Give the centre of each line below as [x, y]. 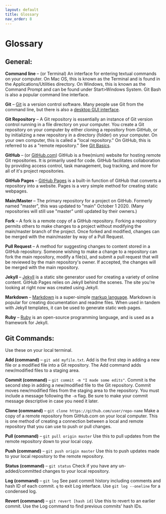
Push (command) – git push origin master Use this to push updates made [82, 451]
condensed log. [21, 491]
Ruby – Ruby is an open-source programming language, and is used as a [80, 318]
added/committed [23, 471]
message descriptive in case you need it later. [52, 401]
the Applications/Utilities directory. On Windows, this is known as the [76, 84]
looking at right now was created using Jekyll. [52, 288]
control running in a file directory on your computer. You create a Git [75, 125]
